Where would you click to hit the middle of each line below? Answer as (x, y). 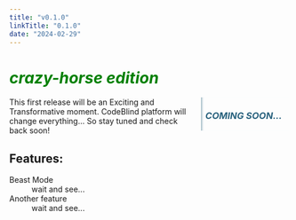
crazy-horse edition (84, 78)
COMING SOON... (244, 116)
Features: (36, 158)
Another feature (38, 199)
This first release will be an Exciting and (82, 102)
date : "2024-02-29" (45, 34)
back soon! (30, 130)
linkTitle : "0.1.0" (45, 26)
